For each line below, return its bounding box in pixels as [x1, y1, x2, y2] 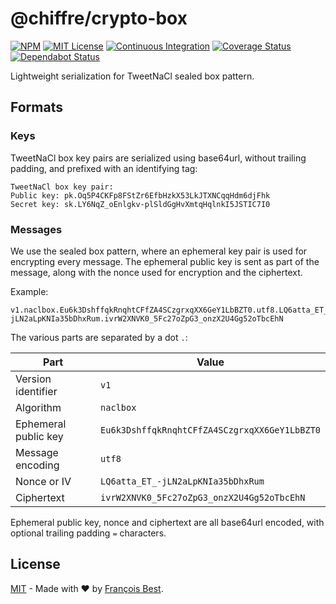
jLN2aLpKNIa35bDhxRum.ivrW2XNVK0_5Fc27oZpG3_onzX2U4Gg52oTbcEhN [10, 313, 284, 324]
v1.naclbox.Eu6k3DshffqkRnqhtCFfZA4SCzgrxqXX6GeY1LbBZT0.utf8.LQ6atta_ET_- [10, 305, 333, 315]
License [10, 556, 61, 573]
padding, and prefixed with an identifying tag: [10, 162, 198, 174]
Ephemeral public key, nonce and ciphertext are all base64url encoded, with [10, 516, 325, 528]
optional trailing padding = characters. [10, 527, 167, 539]
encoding [15, 458, 60, 472]
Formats [10, 99, 63, 116]
